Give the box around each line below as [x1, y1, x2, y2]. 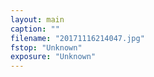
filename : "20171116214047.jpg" [10, 33, 145, 43]
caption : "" [10, 24, 60, 34]
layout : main [10, 14, 65, 25]
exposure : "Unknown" [10, 52, 97, 62]
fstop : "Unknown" [10, 42, 83, 53]
